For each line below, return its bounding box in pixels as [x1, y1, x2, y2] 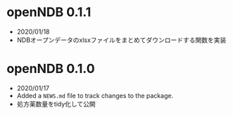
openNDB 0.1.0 [6, 61, 96, 77]
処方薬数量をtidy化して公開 [16, 100, 96, 108]
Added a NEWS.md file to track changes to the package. [16, 91, 174, 100]
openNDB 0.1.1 [6, 4, 92, 20]
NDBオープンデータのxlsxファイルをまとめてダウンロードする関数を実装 [16, 36, 227, 44]
